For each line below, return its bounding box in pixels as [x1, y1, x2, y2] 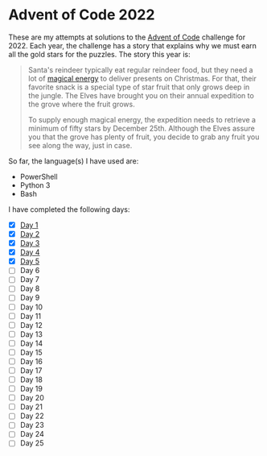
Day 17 [19, 365, 43, 375]
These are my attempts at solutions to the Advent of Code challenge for [8, 32, 246, 42]
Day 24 [19, 429, 44, 439]
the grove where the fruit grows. [27, 99, 135, 109]
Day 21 [19, 402, 43, 412]
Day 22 [19, 411, 44, 421]
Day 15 [19, 347, 43, 357]
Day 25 [19, 438, 44, 448]
